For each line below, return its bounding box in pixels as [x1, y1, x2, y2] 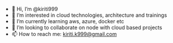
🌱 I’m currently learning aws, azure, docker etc [11, 18, 124, 24]
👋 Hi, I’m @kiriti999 [11, 6, 58, 12]
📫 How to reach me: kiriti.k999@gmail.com [11, 31, 117, 37]
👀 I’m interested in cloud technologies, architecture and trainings [11, 12, 168, 19]
